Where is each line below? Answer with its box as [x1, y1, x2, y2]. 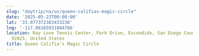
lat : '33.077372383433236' [6, 19, 73, 25]
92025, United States [11, 36, 65, 41]
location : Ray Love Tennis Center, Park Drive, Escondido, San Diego [6, 30, 182, 36]
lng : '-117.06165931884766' [6, 24, 76, 31]
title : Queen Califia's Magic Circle [6, 41, 99, 47]
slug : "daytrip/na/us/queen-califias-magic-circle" [6, 8, 136, 15]
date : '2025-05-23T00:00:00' [6, 14, 78, 20]
